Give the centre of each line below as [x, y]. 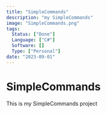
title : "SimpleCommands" [37, 12]
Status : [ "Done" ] [34, 34]
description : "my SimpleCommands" [50, 18]
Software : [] [28, 46]
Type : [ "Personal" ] [36, 51]
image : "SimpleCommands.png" [43, 23]
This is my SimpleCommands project [52, 103]
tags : [13, 29]
